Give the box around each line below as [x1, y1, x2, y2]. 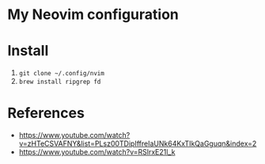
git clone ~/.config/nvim [18, 70, 104, 78]
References [7, 105, 85, 122]
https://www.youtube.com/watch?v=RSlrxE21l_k [18, 147, 176, 157]
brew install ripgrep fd [18, 78, 101, 86]
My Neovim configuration [7, 6, 179, 24]
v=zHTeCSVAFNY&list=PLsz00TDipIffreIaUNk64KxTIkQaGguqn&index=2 [18, 139, 257, 148]
